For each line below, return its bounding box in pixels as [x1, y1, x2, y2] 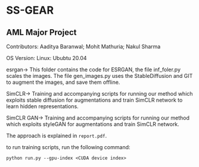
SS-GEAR [6, 4, 54, 17]
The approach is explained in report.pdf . [6, 132, 107, 139]
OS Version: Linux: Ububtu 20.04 [6, 55, 88, 61]
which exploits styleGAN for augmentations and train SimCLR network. [6, 121, 180, 128]
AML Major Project [6, 27, 77, 37]
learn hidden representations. [6, 103, 79, 110]
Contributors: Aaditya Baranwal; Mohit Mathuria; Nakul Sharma [6, 43, 161, 50]
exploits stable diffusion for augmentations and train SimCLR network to [6, 96, 183, 103]
